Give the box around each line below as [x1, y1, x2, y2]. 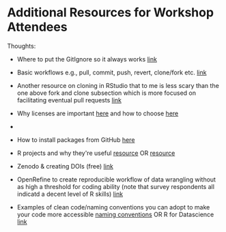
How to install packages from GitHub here [16, 135, 135, 144]
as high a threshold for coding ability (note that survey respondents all [16, 182, 215, 190]
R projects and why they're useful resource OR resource [16, 149, 175, 157]
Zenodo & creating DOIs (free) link [16, 162, 114, 170]
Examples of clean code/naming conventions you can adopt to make [16, 203, 210, 211]
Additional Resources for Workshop [7, 5, 214, 20]
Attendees [7, 19, 68, 35]
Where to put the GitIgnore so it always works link [16, 55, 157, 63]
